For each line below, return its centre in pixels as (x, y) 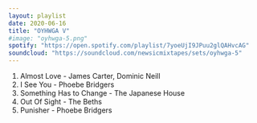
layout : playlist (37, 16)
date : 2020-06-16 (37, 23)
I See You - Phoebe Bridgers (67, 84)
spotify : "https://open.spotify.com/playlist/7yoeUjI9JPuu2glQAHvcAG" (129, 46)
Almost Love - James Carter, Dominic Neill (90, 76)
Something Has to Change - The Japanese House (102, 93)
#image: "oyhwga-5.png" (48, 38)
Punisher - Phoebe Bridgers (66, 110)
